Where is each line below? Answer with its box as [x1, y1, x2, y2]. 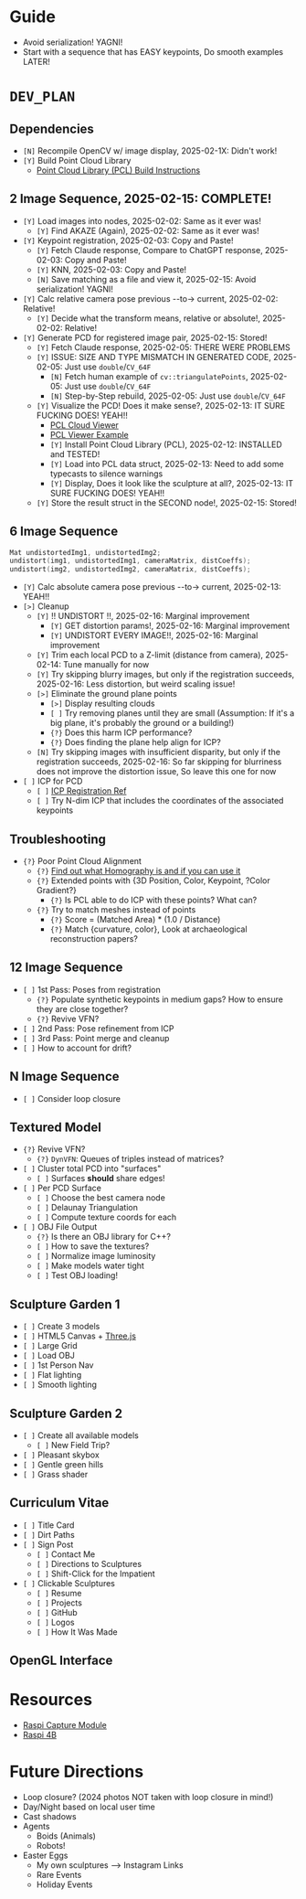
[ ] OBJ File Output [22, 1222, 98, 1232]
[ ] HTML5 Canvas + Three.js [22, 1330, 137, 1341]
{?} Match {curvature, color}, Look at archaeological [49, 923, 248, 934]
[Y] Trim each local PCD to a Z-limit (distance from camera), [36, 649, 263, 660]
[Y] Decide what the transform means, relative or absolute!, [36, 313, 260, 324]
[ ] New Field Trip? [36, 1440, 111, 1451]
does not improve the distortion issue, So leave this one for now [36, 766, 277, 777]
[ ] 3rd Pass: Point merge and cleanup [22, 1032, 170, 1043]
